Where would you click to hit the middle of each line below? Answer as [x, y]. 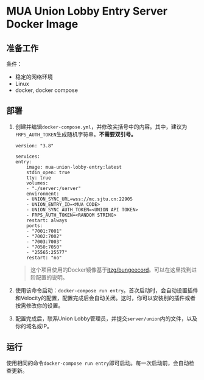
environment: [43, 194]
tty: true [39, 178]
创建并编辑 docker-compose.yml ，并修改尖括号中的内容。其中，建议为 [101, 127]
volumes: [37, 183]
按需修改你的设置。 [39, 305]
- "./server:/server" [54, 188]
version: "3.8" [34, 146]
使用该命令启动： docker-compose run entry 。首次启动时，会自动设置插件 [107, 290]
